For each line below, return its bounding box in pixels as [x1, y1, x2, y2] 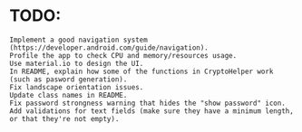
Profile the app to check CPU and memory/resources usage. [9, 51, 238, 60]
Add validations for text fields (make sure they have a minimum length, [9, 106, 295, 116]
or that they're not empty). [9, 114, 120, 123]
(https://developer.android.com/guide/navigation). [9, 42, 209, 52]
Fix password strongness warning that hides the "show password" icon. [9, 99, 286, 108]
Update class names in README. [9, 90, 128, 99]
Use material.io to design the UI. [9, 59, 144, 68]
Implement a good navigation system [9, 35, 148, 44]
